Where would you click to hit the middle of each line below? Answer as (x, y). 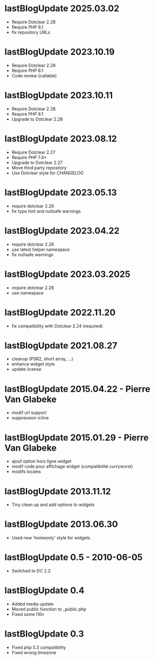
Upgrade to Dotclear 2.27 (37, 162)
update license (26, 369)
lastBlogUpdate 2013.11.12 (58, 491)
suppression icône (30, 418)
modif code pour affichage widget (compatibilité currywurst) (72, 467)
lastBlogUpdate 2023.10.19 (60, 52)
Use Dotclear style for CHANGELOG (47, 173)
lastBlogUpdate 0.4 (44, 591)
